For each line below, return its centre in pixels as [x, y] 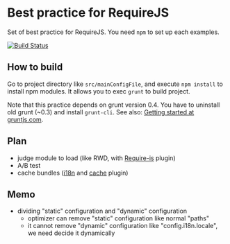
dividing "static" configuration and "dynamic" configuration [102, 211]
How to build [35, 67]
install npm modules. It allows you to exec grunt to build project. [99, 91]
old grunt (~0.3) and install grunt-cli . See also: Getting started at [101, 112]
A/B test [29, 165]
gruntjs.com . [25, 119]
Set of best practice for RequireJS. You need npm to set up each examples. [114, 32]
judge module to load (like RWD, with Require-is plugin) [96, 158]
